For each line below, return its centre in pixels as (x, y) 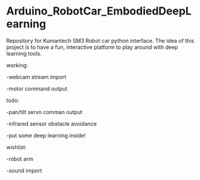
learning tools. (24, 53)
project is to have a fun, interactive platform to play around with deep (92, 47)
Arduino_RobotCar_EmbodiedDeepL (99, 11)
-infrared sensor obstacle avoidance (52, 124)
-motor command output (37, 88)
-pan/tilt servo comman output (44, 112)
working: (17, 65)
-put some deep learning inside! (46, 135)
